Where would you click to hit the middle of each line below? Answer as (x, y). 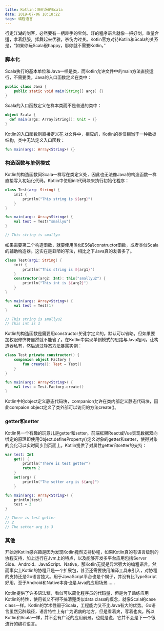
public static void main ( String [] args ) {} (59, 91)
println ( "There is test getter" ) (57, 464)
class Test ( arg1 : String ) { (34, 260)
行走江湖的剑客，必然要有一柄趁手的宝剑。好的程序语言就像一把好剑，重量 (80, 33)
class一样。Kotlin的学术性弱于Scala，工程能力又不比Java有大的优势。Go (78, 606)
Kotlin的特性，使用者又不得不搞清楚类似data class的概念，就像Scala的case (81, 599)
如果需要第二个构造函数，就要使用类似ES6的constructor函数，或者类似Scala (82, 245)
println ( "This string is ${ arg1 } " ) (59, 269)
